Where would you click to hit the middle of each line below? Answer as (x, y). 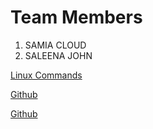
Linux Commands (46, 75)
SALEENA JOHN (58, 55)
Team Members (76, 17)
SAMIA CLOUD (55, 45)
